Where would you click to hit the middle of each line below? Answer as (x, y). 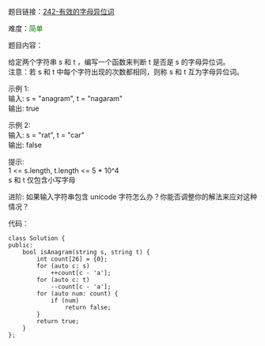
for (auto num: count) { (78, 294)
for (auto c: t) (63, 280)
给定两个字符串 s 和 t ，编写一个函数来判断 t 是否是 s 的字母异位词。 (119, 62)
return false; (88, 307)
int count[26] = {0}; (72, 259)
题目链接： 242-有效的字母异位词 (61, 11)
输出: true (24, 108)
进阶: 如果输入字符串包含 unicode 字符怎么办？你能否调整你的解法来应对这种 (132, 197)
